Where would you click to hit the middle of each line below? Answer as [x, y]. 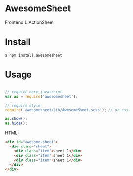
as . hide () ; [16, 123]
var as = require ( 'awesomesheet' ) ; [41, 96]
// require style [23, 105]
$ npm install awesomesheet [34, 55]
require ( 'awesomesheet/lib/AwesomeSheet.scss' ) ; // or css [67, 110]
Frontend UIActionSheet [29, 22]
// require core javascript [34, 92]
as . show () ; [16, 119]
